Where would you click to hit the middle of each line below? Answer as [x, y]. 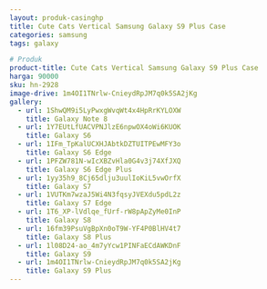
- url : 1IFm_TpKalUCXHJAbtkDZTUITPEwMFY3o [99, 144]
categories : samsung [49, 35]
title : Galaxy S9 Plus [69, 271]
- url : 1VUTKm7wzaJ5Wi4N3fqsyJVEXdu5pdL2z [99, 195]
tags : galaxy [34, 43]
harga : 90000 [34, 77]
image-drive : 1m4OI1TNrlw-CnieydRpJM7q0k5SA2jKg [103, 93]
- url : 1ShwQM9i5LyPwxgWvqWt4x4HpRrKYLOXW [99, 110]
